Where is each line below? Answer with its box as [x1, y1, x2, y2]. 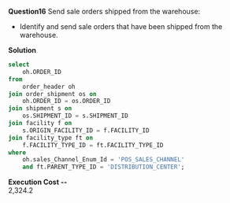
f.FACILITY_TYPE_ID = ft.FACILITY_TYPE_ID [22, 141, 164, 149]
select [8, 61, 30, 68]
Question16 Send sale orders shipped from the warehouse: [8, 7, 201, 16]
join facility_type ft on [8, 134, 93, 142]
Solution [8, 46, 37, 54]
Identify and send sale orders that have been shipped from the [19, 22, 223, 31]
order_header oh [22, 83, 76, 90]
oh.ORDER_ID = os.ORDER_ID [22, 98, 111, 105]
